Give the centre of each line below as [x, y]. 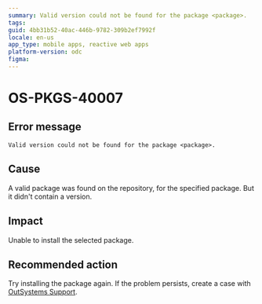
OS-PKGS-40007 [65, 98]
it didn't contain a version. [50, 196]
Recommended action [63, 264]
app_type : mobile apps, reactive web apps [78, 45]
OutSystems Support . [43, 292]
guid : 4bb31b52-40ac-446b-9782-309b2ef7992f [82, 30]
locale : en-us [31, 37]
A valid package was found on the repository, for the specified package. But [131, 188]
